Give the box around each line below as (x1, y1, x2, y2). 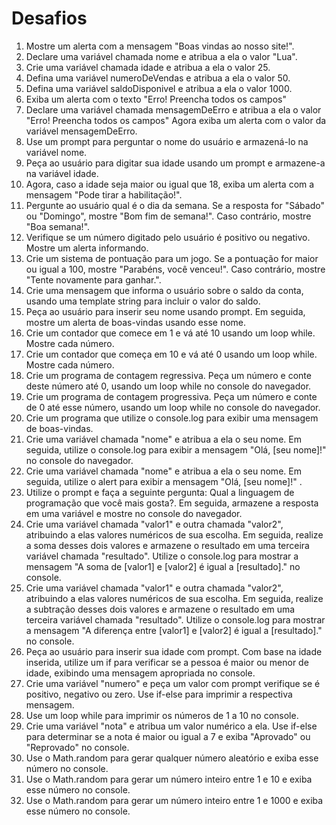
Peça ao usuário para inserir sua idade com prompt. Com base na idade (25, 645, 323, 657)
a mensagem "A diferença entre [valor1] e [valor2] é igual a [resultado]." (25, 624, 323, 636)
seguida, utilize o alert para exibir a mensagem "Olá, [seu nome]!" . (25, 475, 303, 487)
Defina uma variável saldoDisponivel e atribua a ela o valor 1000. (25, 82, 293, 94)
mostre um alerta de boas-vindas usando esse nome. (25, 316, 247, 328)
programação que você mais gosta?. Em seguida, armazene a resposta (25, 497, 319, 509)
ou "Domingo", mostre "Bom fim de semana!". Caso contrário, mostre (25, 210, 312, 222)
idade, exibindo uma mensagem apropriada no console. (25, 667, 256, 679)
